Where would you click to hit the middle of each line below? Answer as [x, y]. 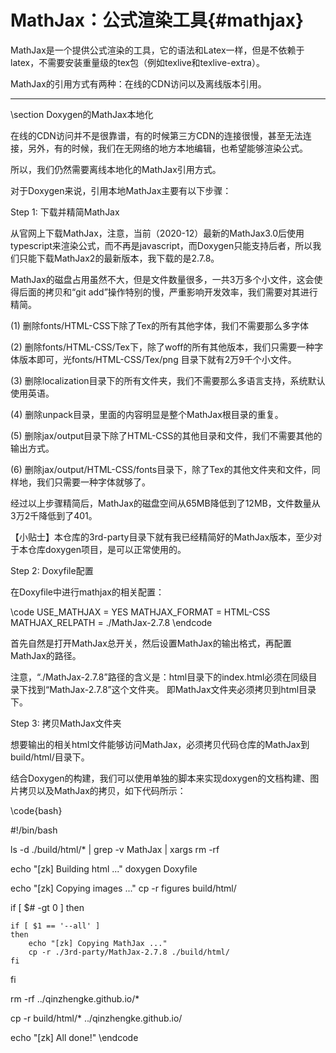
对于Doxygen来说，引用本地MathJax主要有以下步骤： [121, 190]
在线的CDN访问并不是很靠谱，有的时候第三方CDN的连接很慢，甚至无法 [156, 135]
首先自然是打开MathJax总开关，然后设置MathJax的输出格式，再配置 [151, 643]
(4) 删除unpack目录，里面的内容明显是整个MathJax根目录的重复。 [147, 414]
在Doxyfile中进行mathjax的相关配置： [87, 592]
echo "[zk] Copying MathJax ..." [98, 943]
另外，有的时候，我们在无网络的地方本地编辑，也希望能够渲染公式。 [167, 148]
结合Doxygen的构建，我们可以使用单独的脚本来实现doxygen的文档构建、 [160, 778]
